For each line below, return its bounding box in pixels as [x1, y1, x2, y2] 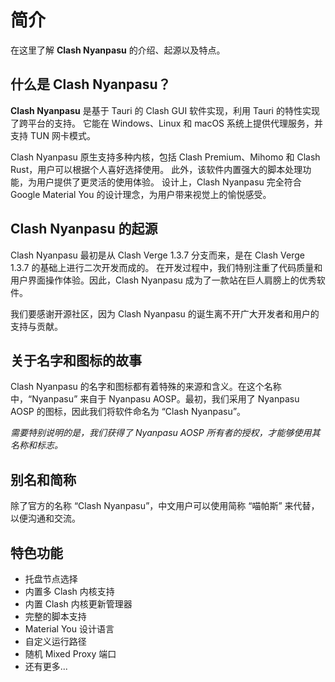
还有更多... [24, 661, 68, 672]
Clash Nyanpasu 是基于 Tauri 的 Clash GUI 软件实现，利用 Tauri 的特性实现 [10, 104, 320, 116]
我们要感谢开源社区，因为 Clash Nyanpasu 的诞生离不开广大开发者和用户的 [10, 307, 320, 320]
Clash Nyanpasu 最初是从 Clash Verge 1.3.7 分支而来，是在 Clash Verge [10, 249, 305, 261]
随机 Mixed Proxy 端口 [24, 648, 117, 660]
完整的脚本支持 [24, 611, 87, 622]
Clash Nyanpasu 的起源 [10, 221, 158, 238]
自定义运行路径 [24, 636, 87, 647]
